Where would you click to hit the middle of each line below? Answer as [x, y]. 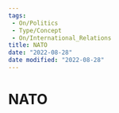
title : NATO [28, 45]
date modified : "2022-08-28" [56, 60]
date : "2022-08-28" [40, 53]
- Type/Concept [36, 30]
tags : [17, 16]
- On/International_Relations [61, 38]
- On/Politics [35, 23]
